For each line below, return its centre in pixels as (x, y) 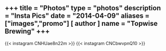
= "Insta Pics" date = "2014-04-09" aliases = (77, 16)
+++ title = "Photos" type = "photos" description (83, 8)
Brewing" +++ (27, 31)
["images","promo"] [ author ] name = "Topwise (81, 24)
